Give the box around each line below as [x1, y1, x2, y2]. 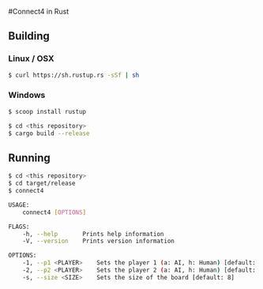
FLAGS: [8, 223, 30, 231]
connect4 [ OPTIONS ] [22, 208, 87, 216]
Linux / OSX [8, 53, 54, 64]
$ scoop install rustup [8, 107, 87, 115]
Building [8, 29, 50, 43]
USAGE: [8, 201, 30, 208]
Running [8, 151, 51, 164]
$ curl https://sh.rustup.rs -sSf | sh [8, 71, 140, 79]
